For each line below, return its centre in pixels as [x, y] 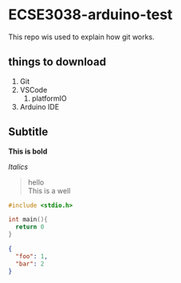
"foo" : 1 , [31, 256]
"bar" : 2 [30, 264]
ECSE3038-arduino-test [90, 15]
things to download [57, 62]
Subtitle [28, 132]
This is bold [28, 151]
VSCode [33, 90]
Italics [18, 166]
